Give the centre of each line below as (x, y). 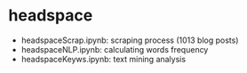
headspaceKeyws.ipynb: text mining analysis (104, 59)
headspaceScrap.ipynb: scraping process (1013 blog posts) (130, 40)
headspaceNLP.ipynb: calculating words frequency (115, 49)
